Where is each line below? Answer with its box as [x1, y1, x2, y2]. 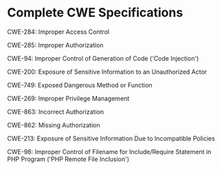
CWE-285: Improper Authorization [7, 41, 104, 49]
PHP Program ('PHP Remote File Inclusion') [7, 155, 129, 163]
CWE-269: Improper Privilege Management [7, 94, 130, 103]
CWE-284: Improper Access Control [7, 28, 110, 36]
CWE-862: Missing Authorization [7, 120, 100, 129]
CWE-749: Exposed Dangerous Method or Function [7, 81, 153, 89]
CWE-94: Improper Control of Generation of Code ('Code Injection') [7, 54, 199, 63]
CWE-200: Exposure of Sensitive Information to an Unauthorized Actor [7, 67, 208, 76]
